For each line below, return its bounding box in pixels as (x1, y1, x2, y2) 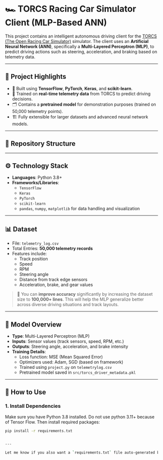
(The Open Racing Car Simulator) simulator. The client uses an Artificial (5, 38, 149, 44)
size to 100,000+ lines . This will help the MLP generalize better (16, 296, 144, 302)
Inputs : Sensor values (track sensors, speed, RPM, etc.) (12, 339, 124, 344)
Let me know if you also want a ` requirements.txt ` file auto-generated (5, 450, 155, 455)
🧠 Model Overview (5, 320, 62, 328)
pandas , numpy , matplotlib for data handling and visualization (19, 206, 140, 211)
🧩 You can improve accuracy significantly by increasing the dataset (16, 291, 153, 297)
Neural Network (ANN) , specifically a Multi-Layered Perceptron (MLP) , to (5, 43, 154, 49)
